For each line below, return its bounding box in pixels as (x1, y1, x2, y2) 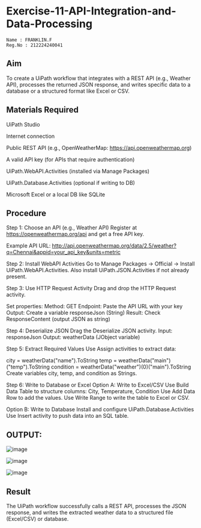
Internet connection (6, 132, 55, 140)
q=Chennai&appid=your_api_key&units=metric (6, 249, 121, 256)
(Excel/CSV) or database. (6, 515, 69, 522)
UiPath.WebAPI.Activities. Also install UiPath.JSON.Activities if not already (6, 267, 190, 274)
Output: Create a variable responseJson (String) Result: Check (6, 309, 161, 317)
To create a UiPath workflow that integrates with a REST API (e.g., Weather (6, 74, 191, 82)
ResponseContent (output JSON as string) (6, 315, 111, 323)
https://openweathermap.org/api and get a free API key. (6, 231, 145, 238)
